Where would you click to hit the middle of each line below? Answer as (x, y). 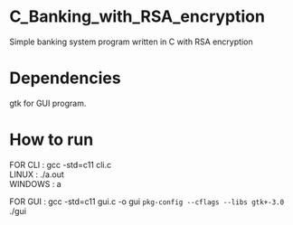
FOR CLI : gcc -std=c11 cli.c (61, 164)
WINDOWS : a (35, 183)
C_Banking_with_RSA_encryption (137, 17)
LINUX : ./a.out (37, 174)
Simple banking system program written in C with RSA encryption (131, 42)
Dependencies (65, 78)
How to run (52, 140)
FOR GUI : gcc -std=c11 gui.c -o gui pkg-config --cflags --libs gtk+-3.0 (147, 202)
